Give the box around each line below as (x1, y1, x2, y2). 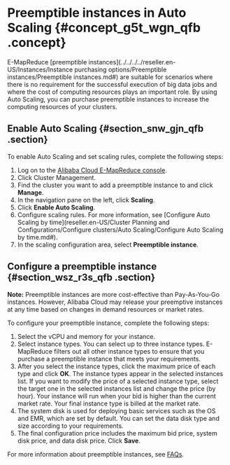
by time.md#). (17, 233, 58, 241)
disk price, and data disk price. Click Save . (17, 436, 141, 445)
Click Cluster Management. (17, 173, 96, 181)
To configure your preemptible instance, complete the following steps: (7, 319, 210, 327)
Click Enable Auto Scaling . (17, 203, 96, 211)
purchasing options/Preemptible (74, 65, 167, 74)
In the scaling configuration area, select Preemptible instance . (17, 240, 199, 249)
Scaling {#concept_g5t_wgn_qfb (7, 20, 201, 36)
